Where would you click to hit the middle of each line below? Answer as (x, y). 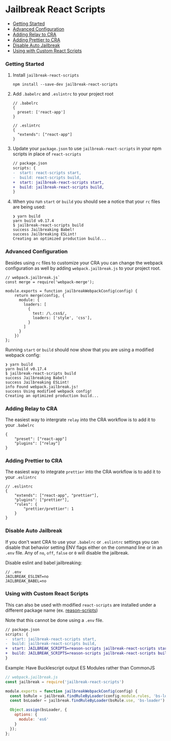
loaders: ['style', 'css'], (62, 318)
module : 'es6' (34, 720)
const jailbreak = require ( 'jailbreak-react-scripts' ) (65, 682)
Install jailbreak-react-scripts (46, 75)
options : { (26, 715)
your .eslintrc (21, 477)
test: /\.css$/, (50, 313)
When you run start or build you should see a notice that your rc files (86, 202)
